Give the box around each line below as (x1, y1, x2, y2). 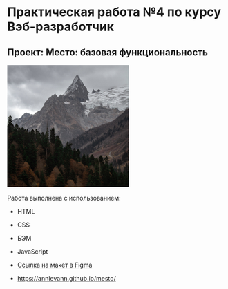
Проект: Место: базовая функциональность (7, 46, 209, 58)
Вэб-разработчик (7, 19, 115, 35)
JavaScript (17, 248, 48, 256)
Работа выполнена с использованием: (7, 194, 121, 202)
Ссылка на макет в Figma (17, 261, 93, 269)
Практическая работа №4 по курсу (7, 4, 222, 20)
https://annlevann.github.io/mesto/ (17, 274, 116, 282)
